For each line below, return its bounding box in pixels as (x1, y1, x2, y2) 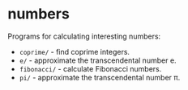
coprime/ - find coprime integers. (19, 47, 130, 56)
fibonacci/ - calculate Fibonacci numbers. (19, 63, 162, 73)
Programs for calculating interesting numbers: (7, 31, 161, 41)
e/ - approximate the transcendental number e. (19, 55, 177, 65)
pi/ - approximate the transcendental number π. (19, 72, 181, 82)
